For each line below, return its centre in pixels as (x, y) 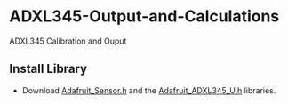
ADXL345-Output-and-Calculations (144, 16)
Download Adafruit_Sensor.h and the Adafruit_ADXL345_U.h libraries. (149, 90)
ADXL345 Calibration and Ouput (68, 41)
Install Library (48, 69)
